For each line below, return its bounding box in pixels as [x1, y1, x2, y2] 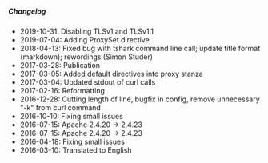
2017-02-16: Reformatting [19, 85, 106, 95]
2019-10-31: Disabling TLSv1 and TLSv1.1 [19, 26, 154, 36]
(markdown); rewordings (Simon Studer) [19, 52, 154, 62]
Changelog [8, 6, 46, 16]
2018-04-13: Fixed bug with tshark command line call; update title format [19, 43, 261, 53]
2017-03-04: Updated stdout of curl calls [19, 77, 156, 87]
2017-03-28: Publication [19, 60, 101, 70]
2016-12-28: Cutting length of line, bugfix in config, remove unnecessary [19, 94, 260, 104]
